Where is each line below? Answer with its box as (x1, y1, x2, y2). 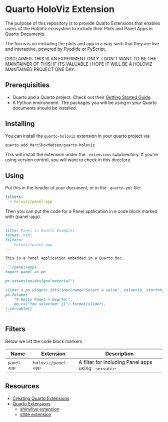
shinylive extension (19, 406, 60, 412)
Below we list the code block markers (5, 338, 82, 344)
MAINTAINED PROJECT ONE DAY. (5, 66, 76, 72)
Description (105, 350, 134, 357)
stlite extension (19, 411, 51, 417)
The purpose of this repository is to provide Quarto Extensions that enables (5, 20, 160, 26)
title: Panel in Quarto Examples (5, 228, 75, 233)
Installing (5, 120, 35, 128)
